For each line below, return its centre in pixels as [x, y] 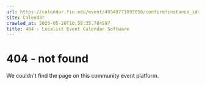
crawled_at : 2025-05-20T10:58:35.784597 [59, 23]
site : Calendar [26, 18]
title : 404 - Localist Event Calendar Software [68, 29]
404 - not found [47, 59]
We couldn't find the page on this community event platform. [83, 76]
